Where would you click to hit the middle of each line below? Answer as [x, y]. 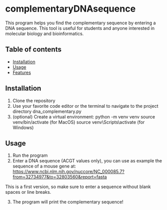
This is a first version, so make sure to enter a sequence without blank [78, 187]
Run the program [30, 155]
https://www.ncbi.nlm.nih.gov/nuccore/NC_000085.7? [68, 172]
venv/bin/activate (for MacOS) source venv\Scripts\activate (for [78, 122]
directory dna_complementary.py [47, 111]
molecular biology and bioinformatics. [45, 33]
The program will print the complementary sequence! [68, 202]
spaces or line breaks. [28, 192]
